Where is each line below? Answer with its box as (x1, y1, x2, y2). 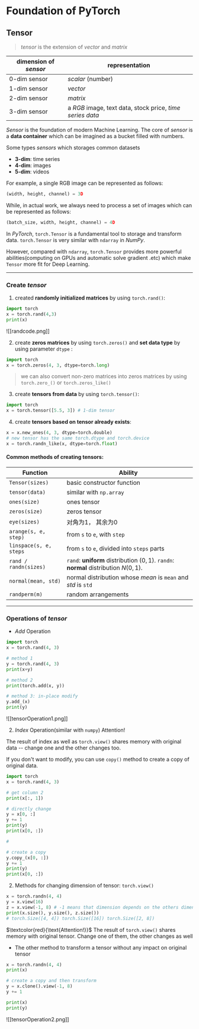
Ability (118, 469, 138, 477)
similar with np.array (66, 488, 124, 496)
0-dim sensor (9, 75, 49, 83)
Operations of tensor (6, 614, 68, 622)
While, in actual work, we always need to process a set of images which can (6, 201, 192, 208)
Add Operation (14, 628, 51, 635)
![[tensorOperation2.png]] (6, 1015, 69, 1022)
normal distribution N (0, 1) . (66, 564, 143, 572)
